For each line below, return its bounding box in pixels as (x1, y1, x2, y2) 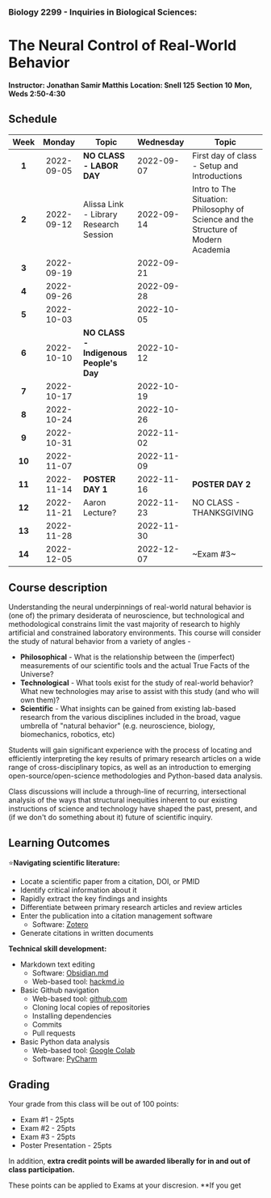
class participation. (8, 1165, 75, 1175)
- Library (83, 209, 119, 220)
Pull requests (31, 1028, 76, 1038)
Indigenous (83, 347, 127, 358)
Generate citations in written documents (19, 929, 154, 938)
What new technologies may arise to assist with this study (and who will (19, 687, 260, 696)
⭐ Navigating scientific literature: (8, 858, 121, 868)
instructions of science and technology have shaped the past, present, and (8, 804, 258, 814)
